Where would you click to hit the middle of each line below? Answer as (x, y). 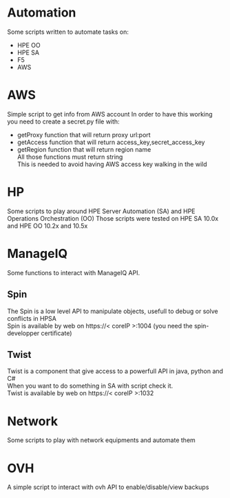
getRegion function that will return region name (84, 149)
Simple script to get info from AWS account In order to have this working (110, 114)
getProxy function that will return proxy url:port (84, 135)
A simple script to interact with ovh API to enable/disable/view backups (108, 487)
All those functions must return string (70, 157)
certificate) (56, 333)
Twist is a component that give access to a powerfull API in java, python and (115, 371)
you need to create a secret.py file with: (63, 121)
